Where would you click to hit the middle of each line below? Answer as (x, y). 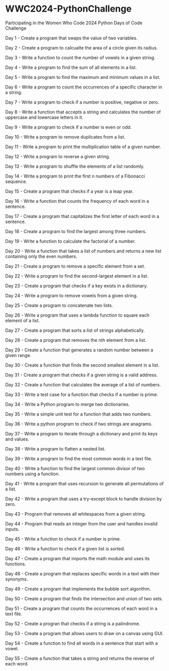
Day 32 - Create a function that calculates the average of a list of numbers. (83, 384)
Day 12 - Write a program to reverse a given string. (58, 156)
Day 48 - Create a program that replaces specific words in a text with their (82, 573)
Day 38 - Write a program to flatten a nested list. (55, 449)
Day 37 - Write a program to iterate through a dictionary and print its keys (81, 433)
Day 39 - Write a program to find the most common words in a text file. (79, 459)
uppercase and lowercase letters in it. (44, 117)
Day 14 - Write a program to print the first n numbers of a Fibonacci (75, 176)
